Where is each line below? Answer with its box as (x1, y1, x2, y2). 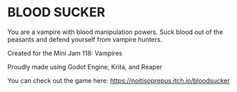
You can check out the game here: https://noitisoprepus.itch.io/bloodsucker (7, 76, 231, 85)
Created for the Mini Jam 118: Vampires (7, 49, 123, 57)
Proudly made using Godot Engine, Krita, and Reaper (7, 62, 163, 71)
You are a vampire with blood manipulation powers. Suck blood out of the (7, 28, 223, 36)
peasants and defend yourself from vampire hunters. (7, 35, 163, 43)
